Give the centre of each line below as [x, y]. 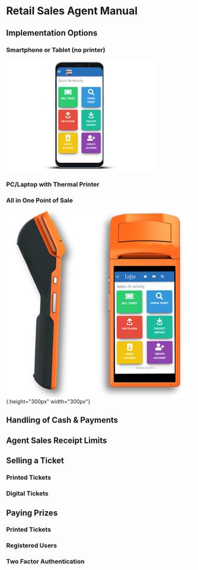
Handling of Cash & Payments [62, 420]
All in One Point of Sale [39, 200]
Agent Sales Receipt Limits [57, 440]
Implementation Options [52, 33]
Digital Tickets [27, 493]
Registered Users [32, 546]
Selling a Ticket [35, 461]
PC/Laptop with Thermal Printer [53, 184]
